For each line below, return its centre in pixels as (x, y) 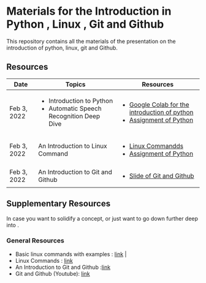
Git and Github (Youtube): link (52, 273)
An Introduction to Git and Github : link (63, 267)
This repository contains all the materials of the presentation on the (91, 41)
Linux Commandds (156, 146)
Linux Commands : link (44, 260)
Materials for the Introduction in (89, 11)
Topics (75, 84)
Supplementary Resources (59, 204)
